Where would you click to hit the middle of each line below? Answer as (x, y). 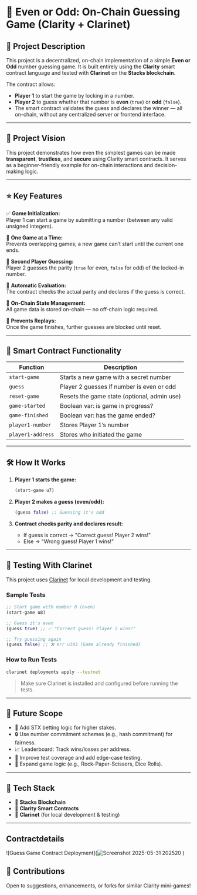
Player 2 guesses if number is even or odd (118, 387)
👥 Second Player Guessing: (40, 261)
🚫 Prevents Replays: (31, 321)
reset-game (24, 396)
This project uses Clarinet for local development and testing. (79, 580)
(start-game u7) (34, 491)
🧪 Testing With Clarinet (49, 565)
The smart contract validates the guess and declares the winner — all (98, 108)
